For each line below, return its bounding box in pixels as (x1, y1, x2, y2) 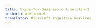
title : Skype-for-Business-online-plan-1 (5, 7, 90, 12)
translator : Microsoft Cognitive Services (5, 16, 92, 20)
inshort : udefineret (5, 11, 47, 16)
